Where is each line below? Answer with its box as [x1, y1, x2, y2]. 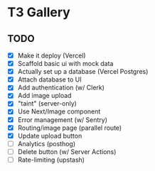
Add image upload [17, 92, 72, 100]
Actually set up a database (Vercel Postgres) [17, 67, 149, 76]
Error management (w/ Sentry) [17, 115, 108, 124]
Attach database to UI [17, 75, 82, 84]
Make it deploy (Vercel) [17, 51, 87, 60]
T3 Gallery [7, 4, 71, 21]
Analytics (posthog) [17, 139, 76, 148]
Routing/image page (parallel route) [17, 123, 122, 132]
